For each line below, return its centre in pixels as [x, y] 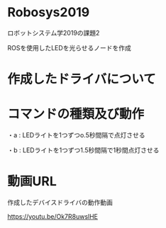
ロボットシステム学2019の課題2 [54, 33]
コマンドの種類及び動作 [76, 114]
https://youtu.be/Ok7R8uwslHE [52, 216]
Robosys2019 [49, 12]
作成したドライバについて [82, 79]
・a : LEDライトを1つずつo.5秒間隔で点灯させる [76, 135]
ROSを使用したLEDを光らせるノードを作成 [69, 47]
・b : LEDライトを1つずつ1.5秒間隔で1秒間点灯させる [83, 150]
